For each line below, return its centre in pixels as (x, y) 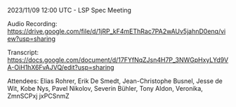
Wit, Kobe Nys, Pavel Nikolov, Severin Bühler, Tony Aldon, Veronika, (105, 88)
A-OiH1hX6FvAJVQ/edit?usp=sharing (61, 67)
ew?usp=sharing (32, 39)
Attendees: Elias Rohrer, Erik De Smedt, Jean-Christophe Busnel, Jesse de (115, 81)
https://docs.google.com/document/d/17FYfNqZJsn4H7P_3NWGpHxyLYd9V (118, 60)
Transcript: (23, 52)
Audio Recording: (32, 24)
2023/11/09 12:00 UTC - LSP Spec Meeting (70, 10)
